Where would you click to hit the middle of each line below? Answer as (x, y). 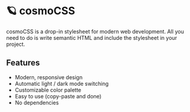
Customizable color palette (48, 90)
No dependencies (37, 102)
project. (16, 44)
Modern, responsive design (48, 77)
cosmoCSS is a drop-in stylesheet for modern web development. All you (95, 31)
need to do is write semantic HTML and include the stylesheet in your (92, 38)
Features (23, 63)
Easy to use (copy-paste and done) (58, 96)
